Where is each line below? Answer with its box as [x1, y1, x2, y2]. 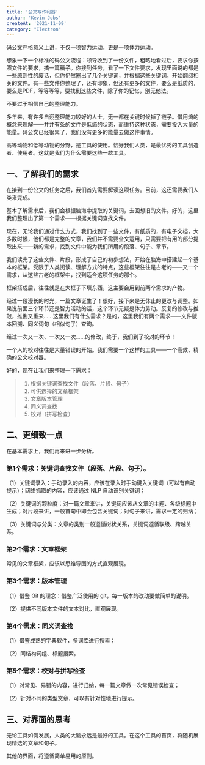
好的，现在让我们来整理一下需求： [6, 367, 92, 374]
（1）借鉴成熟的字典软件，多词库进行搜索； [6, 637, 116, 644]
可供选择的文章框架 [30, 387, 79, 395]
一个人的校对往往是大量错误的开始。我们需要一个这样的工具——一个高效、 [6, 346, 193, 354]
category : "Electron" [6, 26, 62, 32]
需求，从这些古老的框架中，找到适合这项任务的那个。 [6, 271, 140, 278]
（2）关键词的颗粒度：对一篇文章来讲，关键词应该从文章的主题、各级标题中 [6, 500, 197, 507]
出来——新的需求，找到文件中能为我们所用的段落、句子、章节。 [11, 243, 172, 250]
